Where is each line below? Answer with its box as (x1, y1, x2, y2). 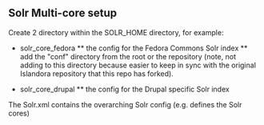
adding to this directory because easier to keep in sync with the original (19, 60, 256, 70)
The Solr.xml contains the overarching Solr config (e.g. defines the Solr (8, 99, 242, 109)
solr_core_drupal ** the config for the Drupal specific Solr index (19, 84, 230, 94)
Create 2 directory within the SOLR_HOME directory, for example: (8, 27, 224, 37)
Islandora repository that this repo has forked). (19, 68, 174, 79)
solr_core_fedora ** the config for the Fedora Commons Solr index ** (19, 43, 248, 53)
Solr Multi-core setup (8, 6, 118, 20)
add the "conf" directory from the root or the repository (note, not (19, 51, 236, 61)
